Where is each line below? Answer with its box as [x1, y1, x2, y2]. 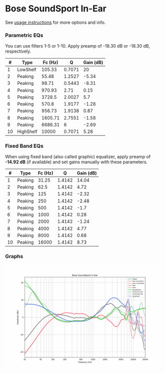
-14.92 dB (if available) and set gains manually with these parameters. [5, 159, 148, 165]
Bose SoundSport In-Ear [5, 3, 107, 14]
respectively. [5, 48, 31, 55]
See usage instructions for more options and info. [5, 19, 106, 25]
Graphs [5, 253, 23, 260]
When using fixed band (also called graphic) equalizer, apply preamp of [5, 154, 151, 160]
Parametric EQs [5, 32, 43, 39]
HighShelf [17, 128, 38, 134]
